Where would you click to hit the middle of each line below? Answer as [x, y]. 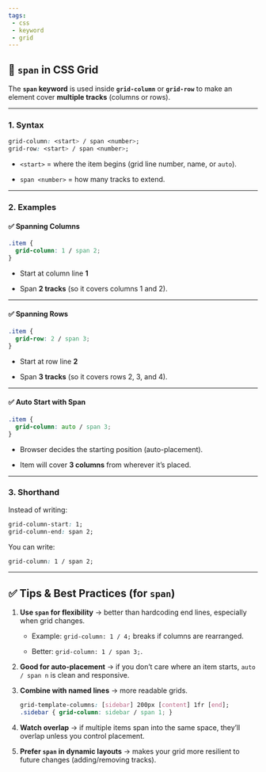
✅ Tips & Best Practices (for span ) [92, 593]
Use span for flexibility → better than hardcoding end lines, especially [133, 612]
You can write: [32, 546]
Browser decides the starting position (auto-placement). [111, 449]
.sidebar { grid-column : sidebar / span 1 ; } [96, 713]
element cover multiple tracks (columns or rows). [89, 97]
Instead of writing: [38, 510]
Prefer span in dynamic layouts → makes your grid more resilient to [129, 751]
